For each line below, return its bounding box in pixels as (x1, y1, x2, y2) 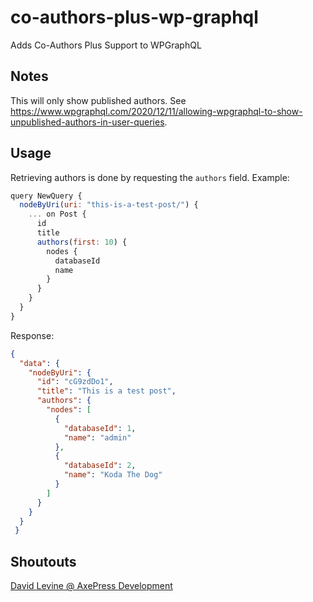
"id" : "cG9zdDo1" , (36, 377, 114, 387)
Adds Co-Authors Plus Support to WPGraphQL (10, 39, 202, 51)
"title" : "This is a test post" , (36, 386, 177, 396)
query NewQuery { (10, 191, 83, 201)
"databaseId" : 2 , (63, 461, 137, 471)
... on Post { (28, 209, 87, 220)
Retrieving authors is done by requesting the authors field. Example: (10, 171, 290, 183)
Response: (10, 329, 55, 341)
